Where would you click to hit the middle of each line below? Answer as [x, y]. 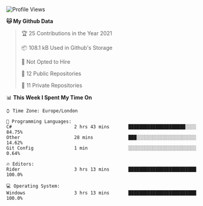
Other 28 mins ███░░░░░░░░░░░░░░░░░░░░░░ [101, 137]
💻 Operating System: [33, 186]
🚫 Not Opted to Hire [46, 62]
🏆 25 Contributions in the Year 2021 [67, 33]
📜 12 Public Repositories [51, 74]
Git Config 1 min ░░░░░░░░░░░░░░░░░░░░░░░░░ [101, 148]
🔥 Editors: [20, 164]
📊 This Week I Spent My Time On [49, 98]
